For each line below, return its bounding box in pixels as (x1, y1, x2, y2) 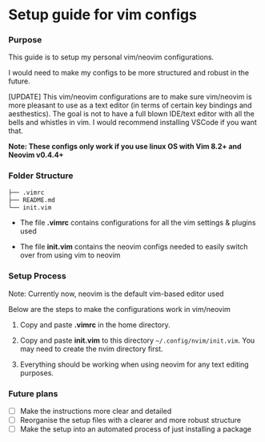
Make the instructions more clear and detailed (19, 407, 172, 416)
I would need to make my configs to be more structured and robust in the (8, 68, 250, 78)
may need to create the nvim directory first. (19, 343, 163, 354)
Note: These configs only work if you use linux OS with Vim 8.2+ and (8, 142, 242, 152)
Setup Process (8, 270, 66, 282)
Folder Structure (8, 170, 74, 181)
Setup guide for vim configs (8, 6, 198, 24)
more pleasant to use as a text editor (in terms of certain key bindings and (8, 100, 252, 110)
